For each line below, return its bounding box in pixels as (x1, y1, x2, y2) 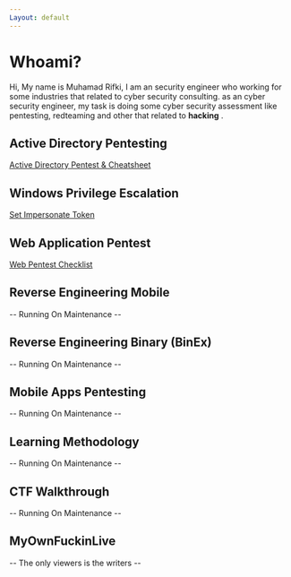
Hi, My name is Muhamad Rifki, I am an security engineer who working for (9, 82, 282, 92)
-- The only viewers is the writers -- (9, 557, 141, 568)
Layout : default (9, 13, 70, 22)
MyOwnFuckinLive (9, 534, 116, 549)
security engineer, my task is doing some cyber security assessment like (9, 100, 278, 111)
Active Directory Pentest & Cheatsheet (9, 159, 151, 170)
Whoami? (9, 51, 82, 72)
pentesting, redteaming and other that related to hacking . (9, 109, 224, 121)
